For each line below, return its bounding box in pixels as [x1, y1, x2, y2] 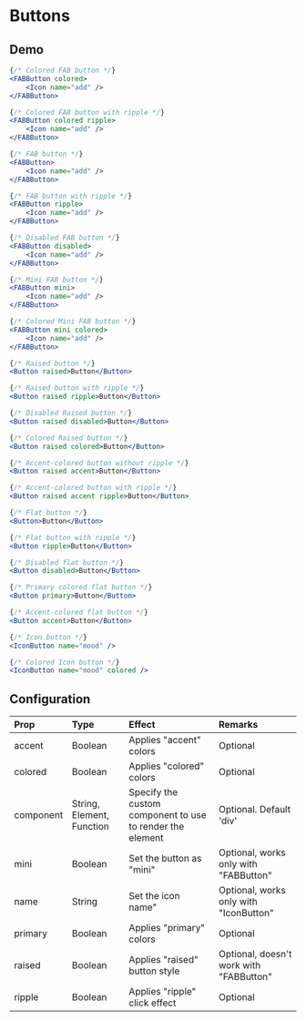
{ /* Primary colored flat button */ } [9, 583, 153, 592]
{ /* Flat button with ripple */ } [9, 533, 137, 542]
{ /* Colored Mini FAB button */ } [9, 317, 137, 326]
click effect [128, 996, 177, 1009]
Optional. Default [218, 803, 291, 816]
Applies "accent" [128, 734, 202, 747]
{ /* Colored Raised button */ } [9, 434, 128, 443]
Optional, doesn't [218, 948, 292, 961]
